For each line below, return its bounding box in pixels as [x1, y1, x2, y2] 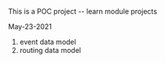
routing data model [19, 46, 81, 54]
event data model [19, 37, 76, 46]
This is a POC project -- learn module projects [8, 7, 157, 16]
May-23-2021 [8, 22, 53, 31]
